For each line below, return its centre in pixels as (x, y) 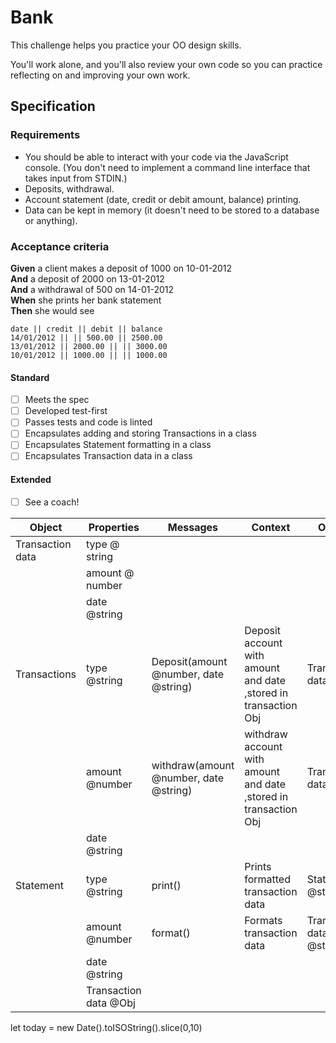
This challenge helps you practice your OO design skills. (126, 45)
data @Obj (111, 1003)
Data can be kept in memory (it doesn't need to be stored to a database (172, 210)
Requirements (45, 135)
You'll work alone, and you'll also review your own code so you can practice (166, 64)
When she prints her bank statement (86, 300)
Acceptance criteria (60, 246)
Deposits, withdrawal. (69, 188)
